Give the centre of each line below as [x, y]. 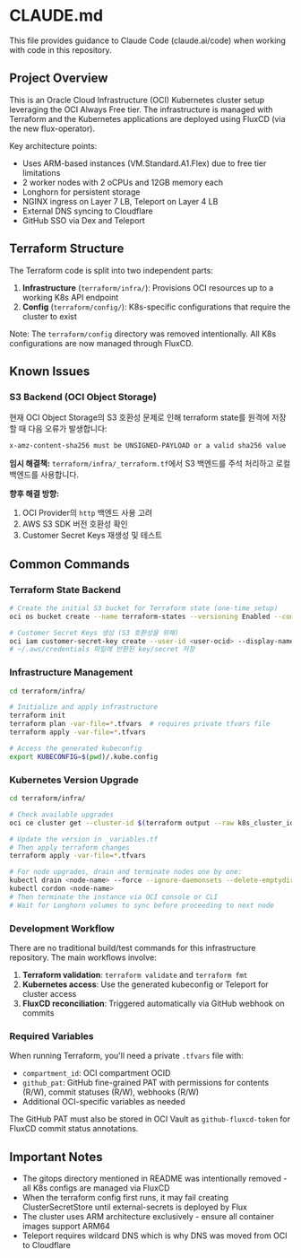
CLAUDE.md [56, 16]
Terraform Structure [67, 249]
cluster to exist [50, 316]
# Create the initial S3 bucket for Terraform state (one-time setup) [144, 608]
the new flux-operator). [52, 128]
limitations [41, 172]
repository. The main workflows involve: [83, 957]
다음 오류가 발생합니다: [68, 429]
